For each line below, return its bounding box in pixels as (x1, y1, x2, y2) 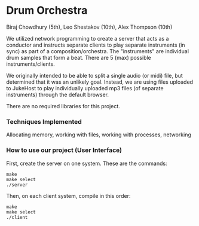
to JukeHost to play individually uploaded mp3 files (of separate (6, 84, 164, 91)
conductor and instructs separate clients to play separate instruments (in (6, 41, 185, 48)
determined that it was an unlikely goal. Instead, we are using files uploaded (6, 78, 193, 85)
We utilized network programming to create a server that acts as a (6, 35, 169, 42)
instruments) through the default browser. (6, 91, 109, 98)
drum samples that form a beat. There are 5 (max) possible (6, 54, 151, 61)
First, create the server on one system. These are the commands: (6, 160, 167, 167)
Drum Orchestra (6, 4, 88, 17)
